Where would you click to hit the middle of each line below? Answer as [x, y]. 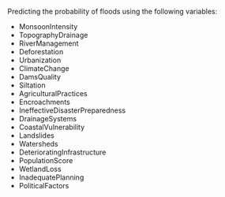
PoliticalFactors [44, 186]
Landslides [36, 136]
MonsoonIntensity [48, 26]
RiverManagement [49, 43]
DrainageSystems [47, 119]
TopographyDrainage [53, 35]
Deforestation [41, 52]
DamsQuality [39, 77]
